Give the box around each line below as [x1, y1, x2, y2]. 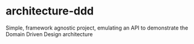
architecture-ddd [5, 4, 94, 18]
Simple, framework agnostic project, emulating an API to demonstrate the [5, 24, 189, 31]
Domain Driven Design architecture [5, 30, 93, 37]
